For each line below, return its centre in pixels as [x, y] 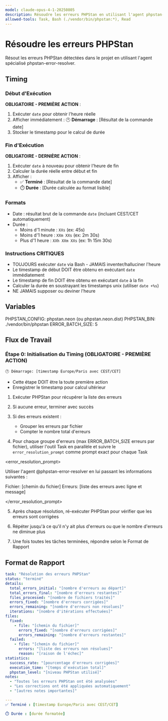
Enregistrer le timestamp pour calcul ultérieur [59, 388]
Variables [20, 307]
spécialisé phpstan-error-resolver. [40, 63]
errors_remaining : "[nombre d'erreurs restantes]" [72, 635]
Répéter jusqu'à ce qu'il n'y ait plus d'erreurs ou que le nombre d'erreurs [87, 526]
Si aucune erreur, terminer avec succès [53, 407]
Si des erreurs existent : [37, 417]
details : [14, 583]
